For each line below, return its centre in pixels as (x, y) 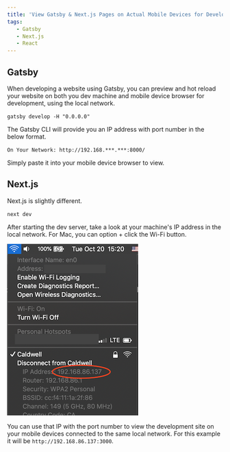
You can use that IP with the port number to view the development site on (111, 426)
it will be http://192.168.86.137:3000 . (61, 441)
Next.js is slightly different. (44, 201)
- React (27, 44)
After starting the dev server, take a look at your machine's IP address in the (114, 227)
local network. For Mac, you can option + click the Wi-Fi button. (97, 234)
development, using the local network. (61, 103)
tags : (15, 22)
